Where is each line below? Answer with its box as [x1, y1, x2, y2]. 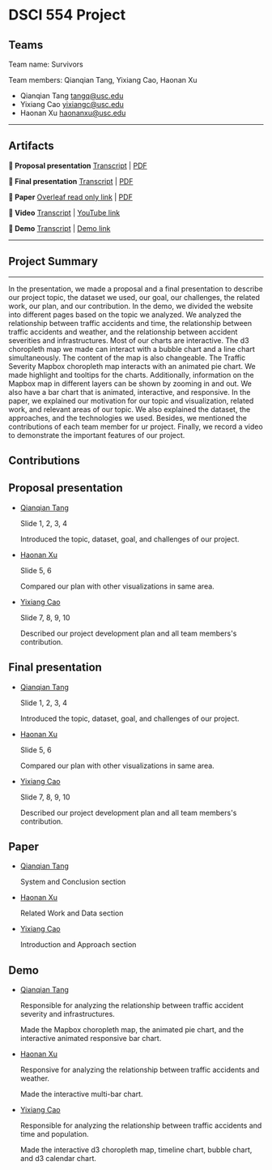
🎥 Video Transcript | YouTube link [8, 208, 121, 217]
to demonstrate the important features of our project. [8, 430, 185, 439]
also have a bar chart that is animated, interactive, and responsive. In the [8, 387, 251, 396]
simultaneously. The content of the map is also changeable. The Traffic [8, 353, 246, 362]
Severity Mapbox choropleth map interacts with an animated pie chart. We [8, 361, 257, 371]
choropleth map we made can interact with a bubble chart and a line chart [8, 344, 255, 354]
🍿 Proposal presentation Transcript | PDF [8, 161, 147, 170]
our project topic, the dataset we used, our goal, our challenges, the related [8, 292, 261, 302]
